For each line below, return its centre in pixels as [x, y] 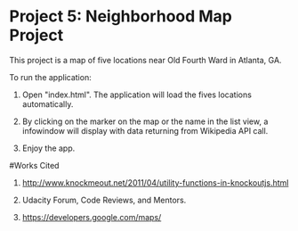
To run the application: [50, 77]
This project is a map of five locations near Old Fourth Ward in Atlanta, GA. [145, 60]
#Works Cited [34, 165]
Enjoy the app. [48, 148]
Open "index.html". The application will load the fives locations [137, 95]
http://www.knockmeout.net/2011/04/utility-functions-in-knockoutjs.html [155, 182]
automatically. [48, 103]
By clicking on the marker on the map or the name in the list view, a [145, 121]
